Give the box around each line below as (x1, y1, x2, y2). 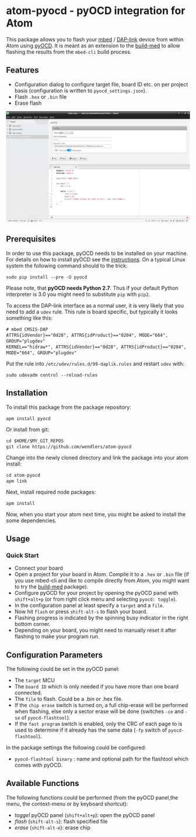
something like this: (6, 314, 53, 321)
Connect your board (14, 564, 63, 571)
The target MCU (14, 677, 55, 684)
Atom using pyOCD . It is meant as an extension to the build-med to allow (6, 42, 180, 49)
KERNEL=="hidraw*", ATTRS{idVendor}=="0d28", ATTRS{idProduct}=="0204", (6, 344, 187, 350)
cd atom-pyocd (6, 472, 41, 478)
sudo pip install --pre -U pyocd (6, 274, 87, 280)
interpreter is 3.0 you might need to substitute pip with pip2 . (6, 291, 150, 298)
